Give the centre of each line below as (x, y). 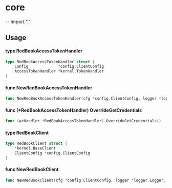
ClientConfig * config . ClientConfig (52, 153)
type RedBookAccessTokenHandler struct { (50, 62)
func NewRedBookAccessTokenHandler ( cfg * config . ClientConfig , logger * (83, 99)
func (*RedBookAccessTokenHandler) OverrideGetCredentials (74, 110)
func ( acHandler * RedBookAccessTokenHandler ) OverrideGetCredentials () (83, 121)
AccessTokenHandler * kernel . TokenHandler (59, 71)
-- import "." (18, 22)
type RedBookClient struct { (36, 144)
